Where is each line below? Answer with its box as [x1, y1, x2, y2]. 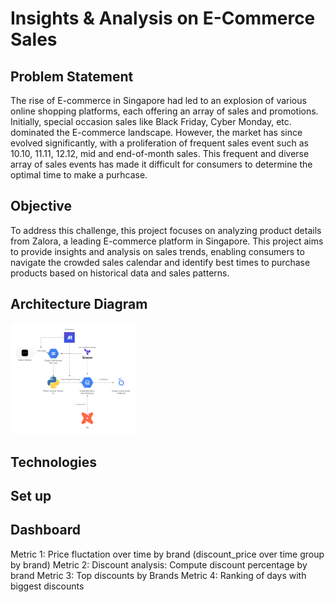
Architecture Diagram [10, 296, 148, 313]
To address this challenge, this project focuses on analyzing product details [10, 224, 322, 236]
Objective [10, 198, 73, 215]
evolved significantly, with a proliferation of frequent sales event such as [10, 137, 309, 149]
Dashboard [10, 522, 81, 539]
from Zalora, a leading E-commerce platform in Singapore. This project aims [10, 235, 324, 247]
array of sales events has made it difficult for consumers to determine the [10, 158, 313, 170]
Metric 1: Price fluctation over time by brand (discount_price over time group [10, 548, 325, 560]
